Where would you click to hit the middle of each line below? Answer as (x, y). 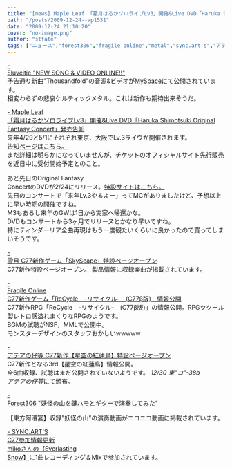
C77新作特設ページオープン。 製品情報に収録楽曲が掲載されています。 (107, 269)
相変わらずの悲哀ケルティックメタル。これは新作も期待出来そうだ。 (104, 98)
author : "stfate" (32, 39)
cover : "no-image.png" (40, 33)
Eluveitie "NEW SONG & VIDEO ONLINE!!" (66, 73)
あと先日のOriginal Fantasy (46, 178)
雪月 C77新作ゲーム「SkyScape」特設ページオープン (82, 261)
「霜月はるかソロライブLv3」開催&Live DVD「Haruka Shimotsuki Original (111, 120)
